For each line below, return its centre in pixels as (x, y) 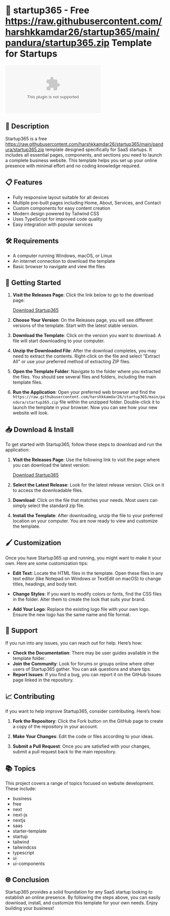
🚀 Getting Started (33, 283)
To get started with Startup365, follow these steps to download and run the (84, 444)
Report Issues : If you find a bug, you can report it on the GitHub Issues (87, 674)
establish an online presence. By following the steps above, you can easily (83, 898)
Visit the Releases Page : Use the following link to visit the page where (86, 460)
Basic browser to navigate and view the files (59, 267)
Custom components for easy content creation (61, 208)
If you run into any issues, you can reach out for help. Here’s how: (74, 643)
